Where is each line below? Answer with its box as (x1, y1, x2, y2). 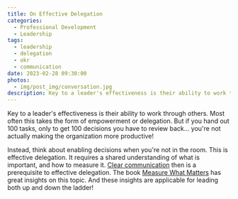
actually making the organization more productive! (7, 132, 154, 141)
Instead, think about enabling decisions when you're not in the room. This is (7, 146, 228, 154)
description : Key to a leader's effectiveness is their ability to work (7, 90, 227, 97)
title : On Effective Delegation (7, 10, 103, 18)
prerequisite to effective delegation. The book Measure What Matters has (7, 168, 222, 177)
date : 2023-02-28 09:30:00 (7, 70, 87, 77)
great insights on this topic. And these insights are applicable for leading (7, 176, 218, 185)
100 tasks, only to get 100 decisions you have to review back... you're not (7, 124, 221, 133)
